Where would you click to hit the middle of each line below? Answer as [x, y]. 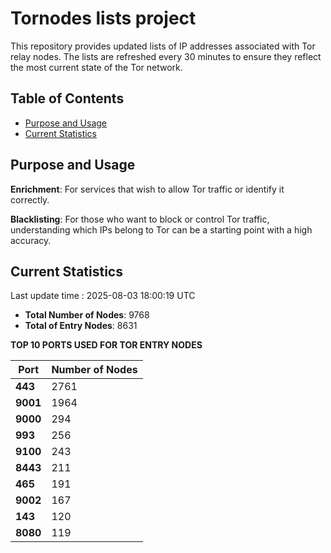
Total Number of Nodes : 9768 [87, 315]
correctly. [30, 199]
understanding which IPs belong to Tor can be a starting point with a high [161, 229]
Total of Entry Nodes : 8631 [81, 326]
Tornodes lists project [103, 18]
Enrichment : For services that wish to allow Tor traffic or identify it [147, 189]
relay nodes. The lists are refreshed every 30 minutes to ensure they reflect [166, 56]
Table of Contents [67, 98]
